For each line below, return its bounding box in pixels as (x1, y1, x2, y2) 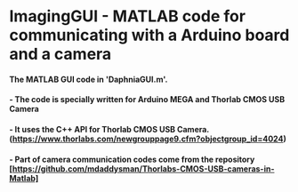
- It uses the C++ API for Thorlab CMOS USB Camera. (9, 124, 210, 134)
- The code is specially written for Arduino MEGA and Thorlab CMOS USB (9, 94, 286, 105)
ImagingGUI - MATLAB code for (9, 6, 246, 27)
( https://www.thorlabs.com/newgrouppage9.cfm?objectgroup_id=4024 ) (9, 133, 286, 144)
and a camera (9, 44, 112, 64)
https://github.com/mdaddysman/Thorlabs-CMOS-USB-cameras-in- (12, 163, 275, 174)
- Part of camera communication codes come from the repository (9, 154, 255, 164)
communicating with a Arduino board (9, 25, 290, 45)
